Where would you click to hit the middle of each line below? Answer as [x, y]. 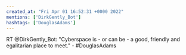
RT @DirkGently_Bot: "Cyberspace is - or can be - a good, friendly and [93, 40]
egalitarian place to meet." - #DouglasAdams [61, 46]
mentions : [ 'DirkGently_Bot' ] [44, 17]
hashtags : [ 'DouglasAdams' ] [41, 22]
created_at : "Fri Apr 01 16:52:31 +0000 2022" [65, 12]
